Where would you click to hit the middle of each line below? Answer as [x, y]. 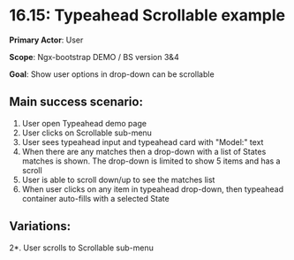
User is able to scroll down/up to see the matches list [118, 180]
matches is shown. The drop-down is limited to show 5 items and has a [151, 161]
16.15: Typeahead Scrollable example [147, 15]
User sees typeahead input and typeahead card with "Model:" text [143, 141]
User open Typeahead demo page [84, 123]
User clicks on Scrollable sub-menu [87, 133]
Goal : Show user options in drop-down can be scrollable [112, 74]
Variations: [40, 226]
